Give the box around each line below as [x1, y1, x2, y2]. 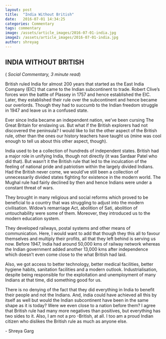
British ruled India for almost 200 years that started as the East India [5, 81, 144, 87]
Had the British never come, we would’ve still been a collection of [5, 169, 139, 174]
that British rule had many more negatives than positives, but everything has [5, 308, 161, 314]
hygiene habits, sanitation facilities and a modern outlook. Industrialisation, [5, 266, 158, 272]
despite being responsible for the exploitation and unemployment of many [5, 271, 156, 277]
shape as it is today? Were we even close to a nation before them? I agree [5, 302, 156, 308]
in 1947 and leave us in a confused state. [5, 107, 89, 113]
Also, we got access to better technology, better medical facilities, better [5, 261, 154, 267]
